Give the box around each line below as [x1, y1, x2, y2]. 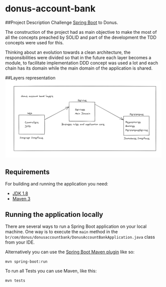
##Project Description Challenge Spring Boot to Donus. [5, 19, 118, 25]
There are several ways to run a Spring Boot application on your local [5, 223, 147, 229]
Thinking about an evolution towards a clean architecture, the [5, 49, 131, 55]
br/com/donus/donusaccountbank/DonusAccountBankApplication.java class [5, 234, 155, 240]
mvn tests [5, 278, 26, 284]
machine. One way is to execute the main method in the [5, 229, 118, 235]
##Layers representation [5, 75, 56, 81]
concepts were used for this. [5, 39, 64, 45]
